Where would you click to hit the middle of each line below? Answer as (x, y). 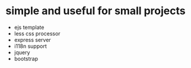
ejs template (29, 27)
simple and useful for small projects (95, 11)
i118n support (30, 46)
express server (32, 40)
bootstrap (26, 59)
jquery (22, 52)
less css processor (37, 33)
